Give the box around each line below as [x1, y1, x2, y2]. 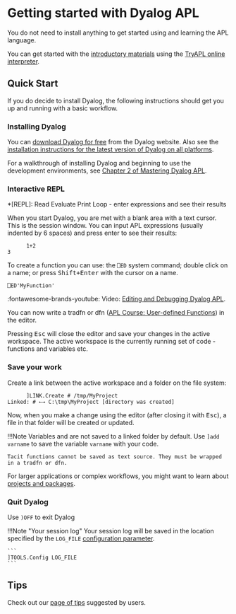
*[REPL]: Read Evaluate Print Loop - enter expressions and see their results [7, 200, 227, 209]
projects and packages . [7, 479, 76, 487]
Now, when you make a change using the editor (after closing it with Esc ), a [7, 410, 227, 419]
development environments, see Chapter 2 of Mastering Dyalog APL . [7, 166, 207, 175]
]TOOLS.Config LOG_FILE [7, 554, 77, 561]
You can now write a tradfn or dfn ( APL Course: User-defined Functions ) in [7, 308, 225, 317]
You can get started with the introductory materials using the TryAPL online [7, 50, 225, 58]
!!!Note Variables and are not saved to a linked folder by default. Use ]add [7, 431, 220, 440]
